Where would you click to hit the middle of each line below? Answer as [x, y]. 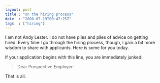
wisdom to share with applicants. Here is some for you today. [67, 48]
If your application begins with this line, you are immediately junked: [74, 57]
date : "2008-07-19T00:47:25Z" [38, 19]
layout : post [18, 10]
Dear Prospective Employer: [46, 67]
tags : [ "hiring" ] [25, 23]
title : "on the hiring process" [39, 14]
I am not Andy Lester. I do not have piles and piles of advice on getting [77, 37]
